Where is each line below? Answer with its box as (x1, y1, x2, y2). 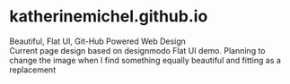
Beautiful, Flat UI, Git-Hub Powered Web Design (9, 36, 187, 46)
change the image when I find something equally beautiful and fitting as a (9, 55, 281, 65)
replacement (9, 64, 57, 75)
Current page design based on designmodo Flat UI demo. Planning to (9, 45, 266, 55)
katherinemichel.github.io (9, 6, 208, 27)
